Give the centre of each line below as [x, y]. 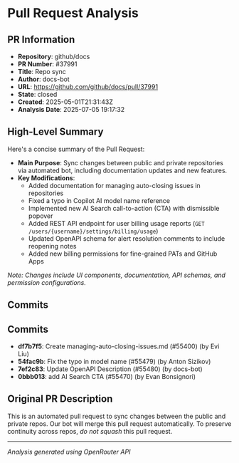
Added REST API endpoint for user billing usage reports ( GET [116, 223]
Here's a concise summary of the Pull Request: [76, 149]
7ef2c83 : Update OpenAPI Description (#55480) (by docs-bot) [110, 369]
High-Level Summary [55, 132]
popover [41, 216]
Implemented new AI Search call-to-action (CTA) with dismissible [124, 208]
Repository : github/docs [54, 56]
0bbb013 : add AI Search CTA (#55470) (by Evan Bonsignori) [107, 377]
